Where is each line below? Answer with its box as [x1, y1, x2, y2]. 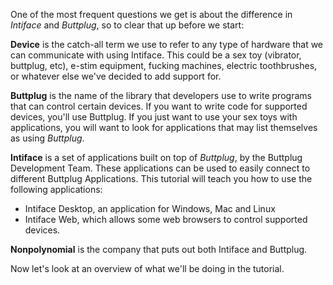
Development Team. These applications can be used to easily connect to [10, 162, 311, 174]
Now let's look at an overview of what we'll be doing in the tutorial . [10, 263, 285, 274]
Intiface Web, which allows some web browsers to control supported [24, 214, 308, 225]
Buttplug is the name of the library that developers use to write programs [10, 90, 312, 101]
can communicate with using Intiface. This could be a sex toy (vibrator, [10, 49, 302, 61]
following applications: [10, 184, 103, 195]
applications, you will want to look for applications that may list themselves [10, 122, 318, 133]
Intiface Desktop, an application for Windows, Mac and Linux [24, 203, 276, 214]
